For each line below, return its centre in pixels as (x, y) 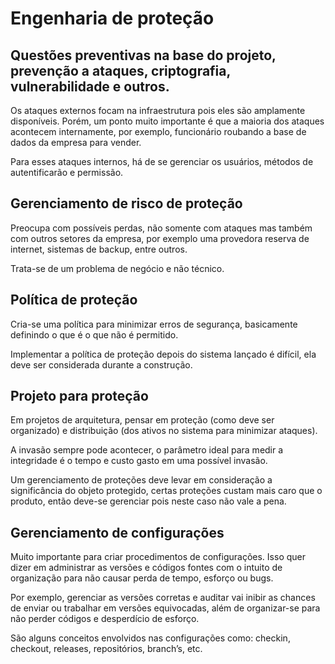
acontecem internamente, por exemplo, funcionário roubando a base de (158, 131)
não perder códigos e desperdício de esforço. (105, 619)
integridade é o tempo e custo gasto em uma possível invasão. (139, 461)
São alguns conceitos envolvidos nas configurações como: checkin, (150, 638)
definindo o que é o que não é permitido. (94, 334)
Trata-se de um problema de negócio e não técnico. (117, 268)
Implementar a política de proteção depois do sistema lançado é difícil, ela (163, 354)
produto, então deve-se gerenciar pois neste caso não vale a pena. (148, 501)
